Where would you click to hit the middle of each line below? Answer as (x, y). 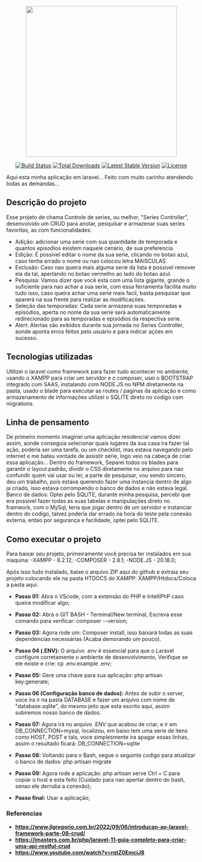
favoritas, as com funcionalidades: (49, 230)
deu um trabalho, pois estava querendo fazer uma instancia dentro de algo (99, 482)
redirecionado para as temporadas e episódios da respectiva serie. (98, 318)
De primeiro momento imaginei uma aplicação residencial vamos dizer (93, 437)
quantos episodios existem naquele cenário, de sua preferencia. (95, 248)
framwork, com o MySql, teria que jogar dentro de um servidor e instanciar (99, 508)
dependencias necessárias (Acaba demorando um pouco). (88, 639)
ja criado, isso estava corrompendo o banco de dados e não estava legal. (97, 488)
